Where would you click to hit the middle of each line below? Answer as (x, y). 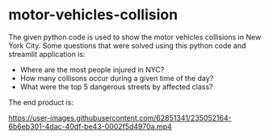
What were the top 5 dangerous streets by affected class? (116, 87)
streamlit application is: (47, 54)
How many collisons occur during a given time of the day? (117, 78)
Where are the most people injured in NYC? (92, 69)
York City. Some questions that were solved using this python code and (127, 45)
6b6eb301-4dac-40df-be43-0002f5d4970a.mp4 (90, 126)
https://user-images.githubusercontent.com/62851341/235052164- (120, 117)
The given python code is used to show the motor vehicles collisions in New (135, 37)
